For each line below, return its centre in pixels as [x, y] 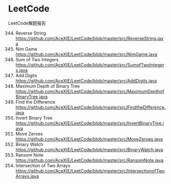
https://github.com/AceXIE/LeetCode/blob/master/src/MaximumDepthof [90, 91]
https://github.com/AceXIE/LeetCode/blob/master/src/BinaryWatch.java [89, 150]
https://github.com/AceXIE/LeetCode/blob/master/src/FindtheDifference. [90, 107]
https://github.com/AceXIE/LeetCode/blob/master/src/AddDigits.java [86, 81]
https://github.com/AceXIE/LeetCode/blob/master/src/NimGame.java [86, 54]
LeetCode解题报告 [27, 23]
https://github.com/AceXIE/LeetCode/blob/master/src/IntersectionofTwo [90, 171]
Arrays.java [27, 176]
